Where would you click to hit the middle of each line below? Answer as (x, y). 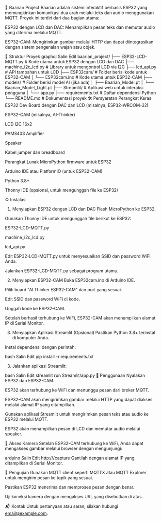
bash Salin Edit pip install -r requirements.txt (49, 356)
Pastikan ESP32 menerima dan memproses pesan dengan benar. (70, 487)
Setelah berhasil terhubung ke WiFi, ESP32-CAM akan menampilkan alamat (80, 318)
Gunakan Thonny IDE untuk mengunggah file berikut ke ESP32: (68, 218)
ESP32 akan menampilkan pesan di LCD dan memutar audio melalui (73, 429)
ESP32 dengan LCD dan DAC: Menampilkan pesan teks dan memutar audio (80, 27)
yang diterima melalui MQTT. (34, 32)
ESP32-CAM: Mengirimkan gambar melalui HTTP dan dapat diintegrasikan (79, 42)
